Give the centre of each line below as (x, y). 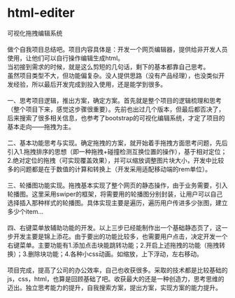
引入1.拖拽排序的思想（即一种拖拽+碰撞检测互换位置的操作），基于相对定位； (117, 151)
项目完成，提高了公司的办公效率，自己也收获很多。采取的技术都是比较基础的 (117, 270)
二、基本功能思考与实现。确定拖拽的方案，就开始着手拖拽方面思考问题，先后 (117, 143)
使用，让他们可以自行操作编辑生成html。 (66, 58)
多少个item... (26, 211)
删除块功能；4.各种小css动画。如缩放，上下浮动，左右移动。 (115, 254)
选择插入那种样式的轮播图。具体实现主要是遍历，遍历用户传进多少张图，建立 (117, 203)
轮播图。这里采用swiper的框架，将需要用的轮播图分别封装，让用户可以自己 (115, 194)
